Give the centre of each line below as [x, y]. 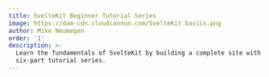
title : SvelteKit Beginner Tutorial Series [83, 16]
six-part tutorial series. [61, 61]
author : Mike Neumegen [46, 30]
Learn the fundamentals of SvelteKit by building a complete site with [139, 53]
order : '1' [27, 38]
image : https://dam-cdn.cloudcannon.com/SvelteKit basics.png [115, 23]
